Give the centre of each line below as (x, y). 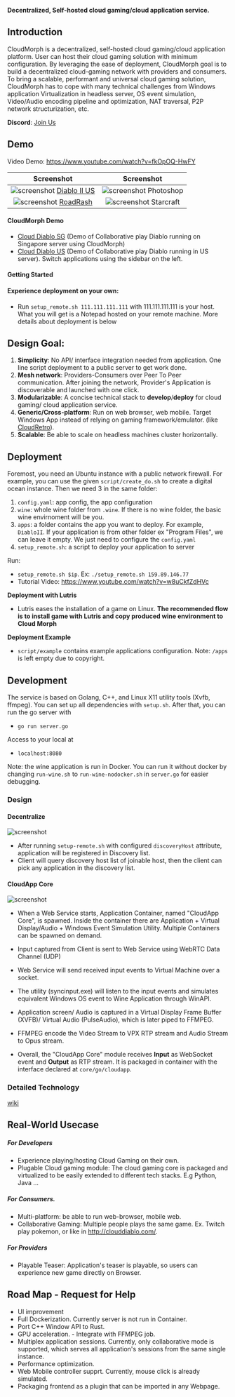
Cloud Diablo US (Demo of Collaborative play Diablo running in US (113, 251)
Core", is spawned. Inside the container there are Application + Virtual (118, 921)
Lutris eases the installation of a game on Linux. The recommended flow (123, 609)
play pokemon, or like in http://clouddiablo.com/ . (87, 1231)
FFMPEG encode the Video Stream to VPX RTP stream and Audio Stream (123, 1034)
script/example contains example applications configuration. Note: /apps (122, 651)
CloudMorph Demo (36, 221)
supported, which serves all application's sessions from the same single (121, 1349)
